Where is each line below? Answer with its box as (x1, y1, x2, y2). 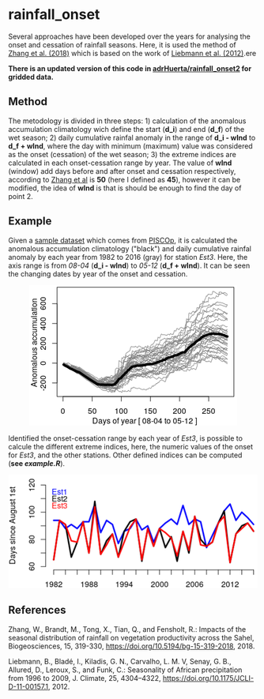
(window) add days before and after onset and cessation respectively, (8, 166, 236, 175)
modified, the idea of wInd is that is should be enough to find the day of (8, 183, 242, 193)
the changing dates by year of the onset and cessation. (8, 269, 188, 278)
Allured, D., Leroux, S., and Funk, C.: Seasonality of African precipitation (8, 665, 243, 675)
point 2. (8, 191, 33, 201)
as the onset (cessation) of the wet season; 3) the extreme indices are (8, 149, 237, 159)
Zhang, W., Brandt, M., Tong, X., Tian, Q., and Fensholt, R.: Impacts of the (8, 624, 247, 633)
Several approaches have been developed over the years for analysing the (8, 32, 251, 41)
